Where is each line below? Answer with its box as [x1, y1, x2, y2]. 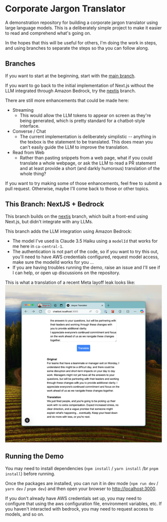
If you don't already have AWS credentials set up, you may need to [5, 495, 142, 501]
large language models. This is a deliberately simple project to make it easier [5, 24, 162, 30]
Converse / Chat [12, 128, 46, 134]
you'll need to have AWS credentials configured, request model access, [12, 254, 159, 260]
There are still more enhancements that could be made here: [5, 97, 129, 103]
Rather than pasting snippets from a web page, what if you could [19, 155, 153, 161]
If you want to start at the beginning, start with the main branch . [5, 73, 136, 79]
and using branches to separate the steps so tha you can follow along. [5, 45, 149, 51]
